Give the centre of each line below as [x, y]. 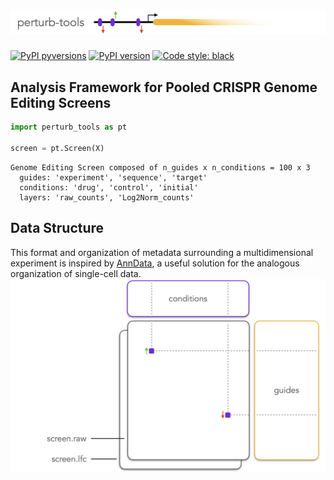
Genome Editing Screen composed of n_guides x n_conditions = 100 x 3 [160, 167]
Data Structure [57, 228]
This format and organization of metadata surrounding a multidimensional [162, 252]
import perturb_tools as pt [69, 127]
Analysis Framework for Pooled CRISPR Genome [164, 87]
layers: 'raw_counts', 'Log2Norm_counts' [107, 197]
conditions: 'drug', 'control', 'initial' [109, 187]
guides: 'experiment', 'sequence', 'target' [113, 177]
